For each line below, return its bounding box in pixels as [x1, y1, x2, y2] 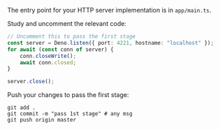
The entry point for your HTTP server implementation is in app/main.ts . [7, 6, 212, 14]
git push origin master [7, 117, 77, 124]
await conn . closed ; [20, 59, 77, 66]
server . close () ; [7, 78, 54, 85]
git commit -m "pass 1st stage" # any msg [7, 110, 133, 117]
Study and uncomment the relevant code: [7, 20, 127, 27]
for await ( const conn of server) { [7, 45, 114, 53]
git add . [7, 104, 36, 111]
